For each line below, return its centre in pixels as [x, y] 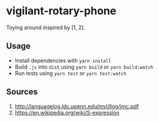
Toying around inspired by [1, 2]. [46, 27]
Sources [22, 92]
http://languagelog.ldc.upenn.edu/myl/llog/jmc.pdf [77, 106]
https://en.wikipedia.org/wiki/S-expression [67, 112]
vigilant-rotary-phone [61, 11]
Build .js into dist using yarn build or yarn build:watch [84, 67]
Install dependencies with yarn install [63, 60]
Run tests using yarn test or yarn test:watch [71, 73]
